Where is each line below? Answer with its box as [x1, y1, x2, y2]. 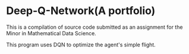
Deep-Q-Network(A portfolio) [6, 4, 156, 18]
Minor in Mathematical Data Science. [6, 29, 96, 36]
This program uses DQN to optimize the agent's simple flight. [6, 41, 156, 48]
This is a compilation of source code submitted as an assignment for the [6, 23, 183, 31]
